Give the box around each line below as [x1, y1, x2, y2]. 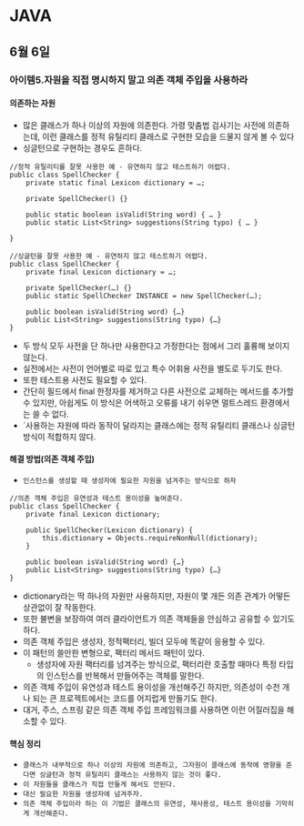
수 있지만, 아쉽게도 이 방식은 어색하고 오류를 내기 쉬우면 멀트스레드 [22, 397, 258, 408]
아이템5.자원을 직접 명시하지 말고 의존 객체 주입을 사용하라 [9, 74, 248, 86]
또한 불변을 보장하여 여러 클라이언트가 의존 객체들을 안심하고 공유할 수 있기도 [22, 613, 296, 624]
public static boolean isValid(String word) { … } [25, 210, 222, 219]
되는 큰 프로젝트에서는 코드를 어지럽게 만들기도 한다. [32, 692, 218, 703]
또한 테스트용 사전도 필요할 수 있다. [22, 374, 147, 385]
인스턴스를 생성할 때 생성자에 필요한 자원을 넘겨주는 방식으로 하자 [22, 476, 237, 485]
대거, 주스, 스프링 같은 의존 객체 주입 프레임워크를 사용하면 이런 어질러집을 [22, 704, 285, 715]
